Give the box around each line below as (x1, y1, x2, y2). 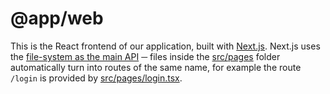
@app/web (10, 7, 104, 30)
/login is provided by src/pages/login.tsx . (10, 72, 183, 84)
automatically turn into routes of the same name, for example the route (10, 61, 302, 73)
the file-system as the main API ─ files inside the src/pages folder (10, 50, 281, 62)
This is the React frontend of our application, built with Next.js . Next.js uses (10, 40, 321, 52)
